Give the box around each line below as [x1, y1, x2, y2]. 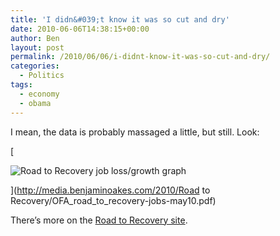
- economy [19, 89, 60, 99]
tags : [10, 80, 33, 90]
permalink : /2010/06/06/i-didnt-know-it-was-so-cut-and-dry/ [10, 52, 271, 62]
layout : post [10, 42, 65, 53]
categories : [10, 61, 60, 71]
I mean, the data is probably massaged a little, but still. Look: [10, 126, 260, 138]
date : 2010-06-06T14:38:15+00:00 [10, 24, 150, 34]
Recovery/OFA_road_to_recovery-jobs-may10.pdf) [10, 194, 217, 206]
